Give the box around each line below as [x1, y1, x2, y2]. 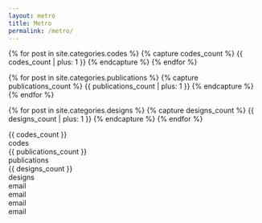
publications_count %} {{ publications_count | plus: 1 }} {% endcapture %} [8, 81, 255, 91]
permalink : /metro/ [8, 27, 74, 35]
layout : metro [8, 11, 56, 20]
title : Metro [8, 19, 52, 27]
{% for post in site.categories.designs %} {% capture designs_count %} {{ [8, 105, 255, 115]
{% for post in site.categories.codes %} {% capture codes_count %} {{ [8, 49, 244, 59]
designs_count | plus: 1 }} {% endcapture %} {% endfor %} [8, 114, 203, 124]
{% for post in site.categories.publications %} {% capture [8, 73, 199, 83]
